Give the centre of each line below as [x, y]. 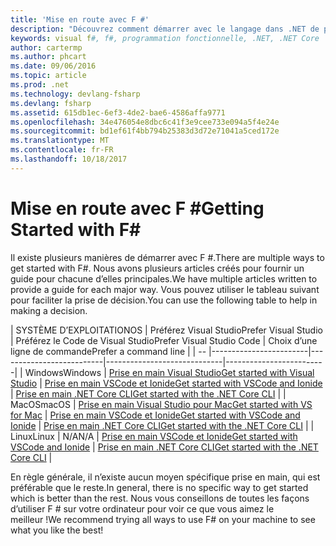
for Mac [26, 415]
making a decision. [49, 310]
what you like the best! [57, 530]
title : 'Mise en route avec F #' [80, 19]
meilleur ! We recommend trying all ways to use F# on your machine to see [163, 519]
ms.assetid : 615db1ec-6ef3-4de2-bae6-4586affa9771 [118, 112]
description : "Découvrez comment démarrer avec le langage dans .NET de [165, 29]
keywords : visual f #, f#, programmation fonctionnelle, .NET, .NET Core [165, 38]
